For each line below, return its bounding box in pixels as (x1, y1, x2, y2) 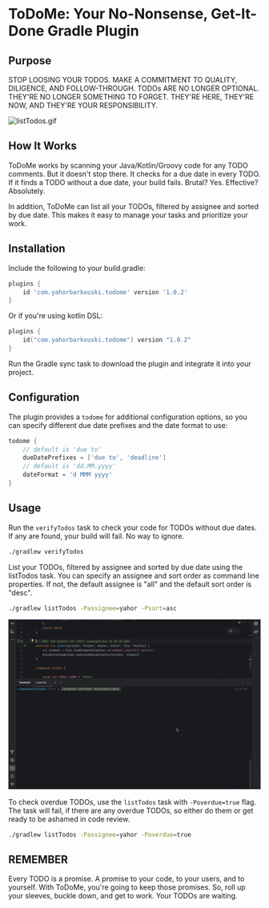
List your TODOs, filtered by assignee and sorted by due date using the (8, 562, 243, 571)
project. (8, 367, 34, 377)
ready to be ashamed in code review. (8, 814, 130, 824)
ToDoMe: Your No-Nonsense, (8, 5, 208, 23)
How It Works (8, 139, 78, 153)
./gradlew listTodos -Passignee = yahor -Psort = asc (8, 604, 178, 612)
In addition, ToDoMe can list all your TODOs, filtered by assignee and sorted (8, 201, 259, 211)
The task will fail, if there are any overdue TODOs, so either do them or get (8, 805, 254, 815)
